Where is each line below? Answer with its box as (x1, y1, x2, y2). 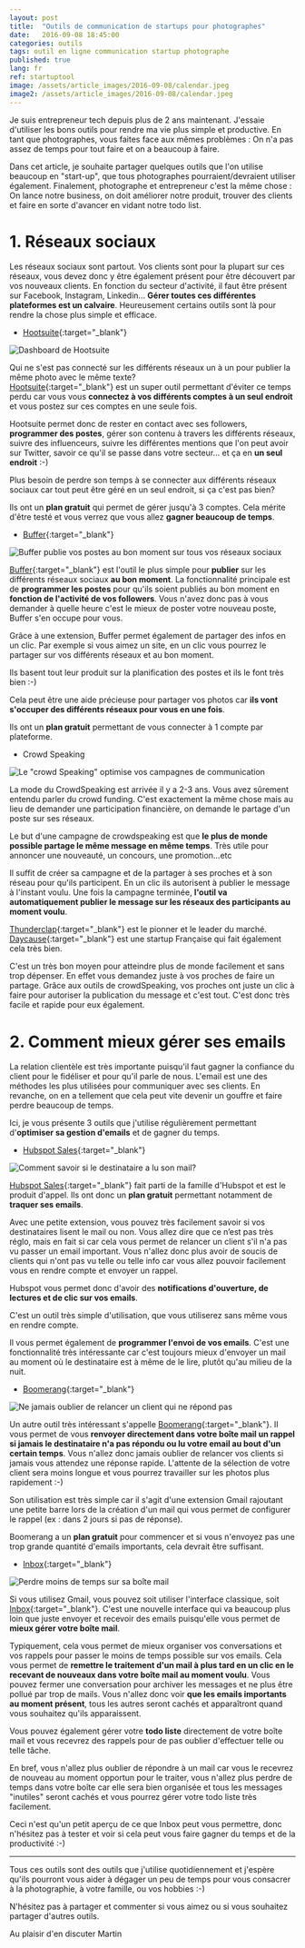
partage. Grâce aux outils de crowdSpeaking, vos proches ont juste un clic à (9, 980, 295, 991)
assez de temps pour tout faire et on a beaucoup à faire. (9, 143, 220, 154)
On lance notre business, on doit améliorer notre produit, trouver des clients (9, 190, 293, 201)
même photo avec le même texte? (9, 372, 136, 383)
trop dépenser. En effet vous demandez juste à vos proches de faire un (9, 970, 275, 981)
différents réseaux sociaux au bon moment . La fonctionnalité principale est (9, 574, 290, 585)
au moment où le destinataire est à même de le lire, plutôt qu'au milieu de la (9, 1357, 292, 1367)
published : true (9, 55, 71, 65)
